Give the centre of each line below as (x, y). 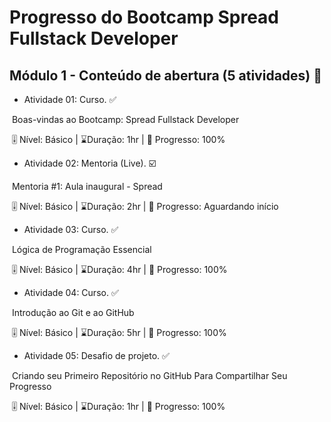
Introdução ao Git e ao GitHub (73, 312)
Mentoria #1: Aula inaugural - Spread (87, 186)
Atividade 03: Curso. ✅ (71, 229)
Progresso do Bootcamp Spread (144, 17)
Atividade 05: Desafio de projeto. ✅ (96, 355)
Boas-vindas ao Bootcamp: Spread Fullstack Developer (125, 119)
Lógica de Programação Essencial (81, 249)
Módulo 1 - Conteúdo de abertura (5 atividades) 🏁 (166, 75)
